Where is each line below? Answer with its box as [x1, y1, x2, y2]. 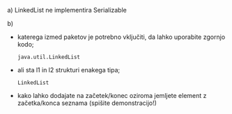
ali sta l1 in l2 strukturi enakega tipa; [17, 66, 121, 74]
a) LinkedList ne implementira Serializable [7, 6, 127, 14]
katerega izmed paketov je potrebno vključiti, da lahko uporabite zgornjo [17, 33, 226, 41]
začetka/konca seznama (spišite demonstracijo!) [17, 99, 157, 107]
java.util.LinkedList [17, 54, 80, 60]
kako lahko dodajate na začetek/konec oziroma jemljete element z [17, 92, 207, 99]
